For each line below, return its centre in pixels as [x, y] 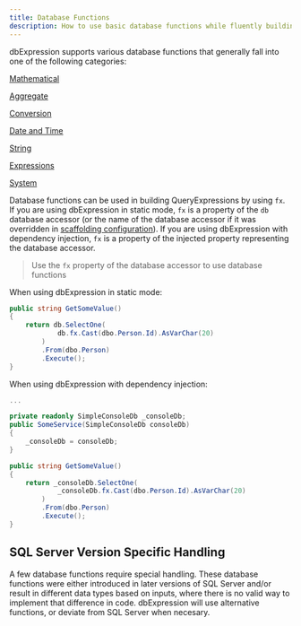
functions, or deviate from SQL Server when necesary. [110, 612]
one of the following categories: [68, 61]
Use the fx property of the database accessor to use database [146, 265]
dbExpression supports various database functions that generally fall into [144, 51]
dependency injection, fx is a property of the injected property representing [149, 238]
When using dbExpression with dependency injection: [108, 384]
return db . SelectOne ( [65, 325]
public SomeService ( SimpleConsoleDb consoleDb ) [100, 425]
